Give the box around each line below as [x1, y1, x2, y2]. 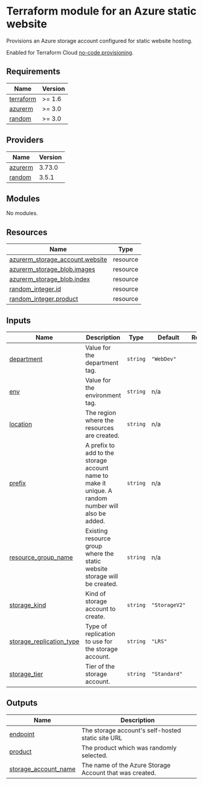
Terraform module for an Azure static [6, 4, 197, 18]
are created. [85, 431, 120, 440]
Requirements [6, 67, 60, 77]
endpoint [9, 730, 35, 738]
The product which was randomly [81, 743, 177, 752]
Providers [6, 135, 44, 145]
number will [85, 502, 119, 510]
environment [85, 391, 121, 399]
